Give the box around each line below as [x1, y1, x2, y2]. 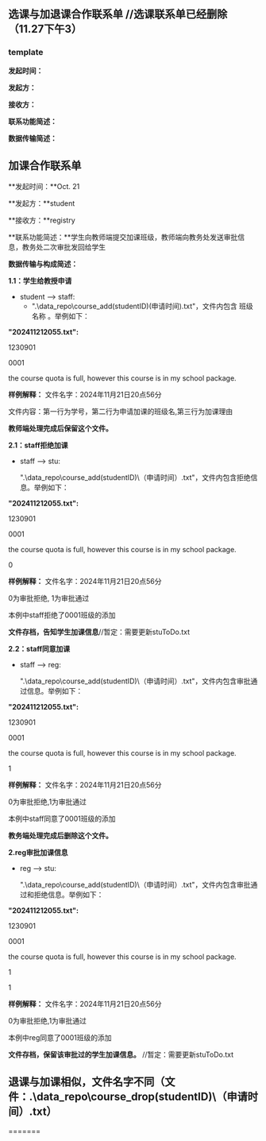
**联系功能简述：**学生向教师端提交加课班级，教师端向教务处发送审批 [8, 232, 238, 242]
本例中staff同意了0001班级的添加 [8, 814, 116, 823]
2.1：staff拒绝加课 [8, 440, 68, 450]
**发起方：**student [8, 198, 75, 208]
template [8, 47, 44, 58]
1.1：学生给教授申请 [8, 276, 72, 285]
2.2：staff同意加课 [8, 644, 71, 653]
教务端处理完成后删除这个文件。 [8, 830, 113, 840]
